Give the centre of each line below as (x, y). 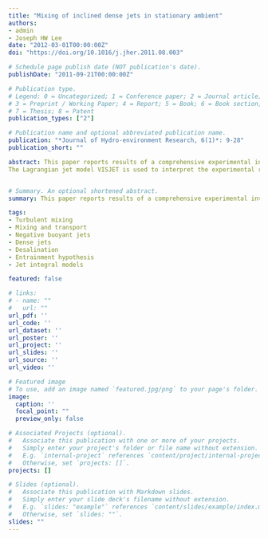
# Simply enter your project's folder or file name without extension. (134, 448)
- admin (21, 30)
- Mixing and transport (48, 228)
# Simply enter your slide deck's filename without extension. (119, 500)
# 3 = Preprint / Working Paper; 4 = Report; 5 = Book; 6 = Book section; (135, 104)
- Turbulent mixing (41, 220)
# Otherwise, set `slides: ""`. (66, 514)
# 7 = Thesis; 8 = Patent (51, 111)
